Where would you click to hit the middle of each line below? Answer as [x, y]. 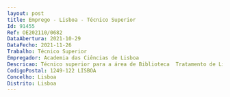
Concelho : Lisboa [32, 77]
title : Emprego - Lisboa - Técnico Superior [72, 20]
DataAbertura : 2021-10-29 [44, 39]
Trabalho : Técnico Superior [47, 52]
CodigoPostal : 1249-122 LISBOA [52, 70]
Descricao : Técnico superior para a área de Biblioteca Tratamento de [111, 64]
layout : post [26, 13]
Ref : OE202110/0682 [35, 32]
